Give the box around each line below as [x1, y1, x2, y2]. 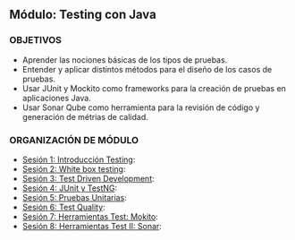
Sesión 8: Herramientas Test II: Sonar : [21, 220, 163, 231]
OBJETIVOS [9, 34, 63, 47]
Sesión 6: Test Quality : [21, 201, 105, 212]
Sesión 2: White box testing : [21, 163, 126, 174]
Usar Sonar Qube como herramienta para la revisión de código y [21, 102, 260, 113]
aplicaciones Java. [21, 92, 91, 103]
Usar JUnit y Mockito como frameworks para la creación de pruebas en [21, 82, 286, 93]
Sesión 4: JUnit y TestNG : [21, 183, 118, 193]
